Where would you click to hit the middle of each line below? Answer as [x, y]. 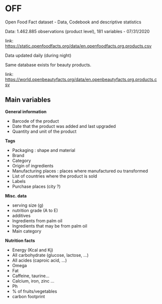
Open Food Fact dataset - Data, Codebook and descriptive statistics [73, 22]
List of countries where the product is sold [54, 176]
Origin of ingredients [33, 165]
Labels [19, 181]
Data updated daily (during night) [38, 55]
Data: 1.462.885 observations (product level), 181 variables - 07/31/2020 [77, 31]
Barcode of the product [36, 121]
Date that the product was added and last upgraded [64, 126]
